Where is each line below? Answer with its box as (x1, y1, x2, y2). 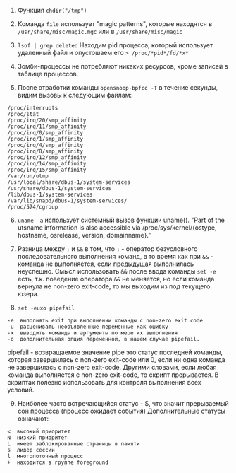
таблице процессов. (17, 70, 79, 78)
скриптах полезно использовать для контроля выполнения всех (7, 378, 201, 386)
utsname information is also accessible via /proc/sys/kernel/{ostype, (17, 223, 217, 232)
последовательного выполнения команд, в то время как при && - (17, 252, 213, 260)
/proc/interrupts (7, 105, 58, 112)
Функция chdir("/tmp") (17, 6, 87, 14)
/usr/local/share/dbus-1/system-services (7, 179, 131, 186)
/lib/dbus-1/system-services (7, 191, 93, 198)
